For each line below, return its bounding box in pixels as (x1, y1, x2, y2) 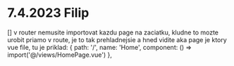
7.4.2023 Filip (7, 5, 90, 21)
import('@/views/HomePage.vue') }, (7, 51, 113, 59)
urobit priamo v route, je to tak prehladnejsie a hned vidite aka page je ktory (7, 35, 227, 44)
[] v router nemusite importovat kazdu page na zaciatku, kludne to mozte (7, 28, 219, 37)
